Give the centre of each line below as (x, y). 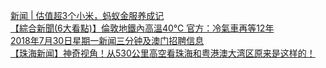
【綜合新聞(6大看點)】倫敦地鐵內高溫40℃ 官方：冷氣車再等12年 (142, 28)
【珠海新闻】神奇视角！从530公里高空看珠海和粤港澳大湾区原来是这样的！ (163, 53)
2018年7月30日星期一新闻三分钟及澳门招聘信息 (107, 40)
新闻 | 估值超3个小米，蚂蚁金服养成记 (87, 15)
